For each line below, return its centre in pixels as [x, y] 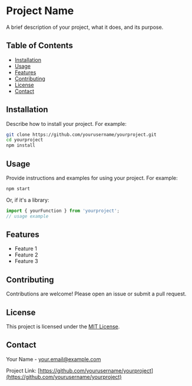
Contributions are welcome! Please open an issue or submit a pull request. [96, 294]
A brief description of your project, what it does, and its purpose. [85, 27]
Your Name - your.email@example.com [54, 359]
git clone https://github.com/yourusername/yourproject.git [82, 134]
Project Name [40, 11]
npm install [21, 145]
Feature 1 [26, 249]
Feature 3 [26, 261]
